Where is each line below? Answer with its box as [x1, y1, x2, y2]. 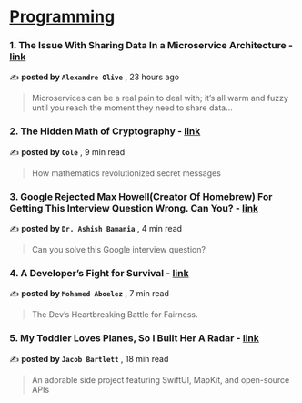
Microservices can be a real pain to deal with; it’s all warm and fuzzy [31, 93, 289, 104]
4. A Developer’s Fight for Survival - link [9, 267, 189, 279]
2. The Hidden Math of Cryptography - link [9, 125, 201, 138]
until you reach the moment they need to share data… [31, 102, 234, 113]
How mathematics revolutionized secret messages [31, 167, 221, 179]
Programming [9, 6, 116, 27]
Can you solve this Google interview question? [31, 244, 206, 255]
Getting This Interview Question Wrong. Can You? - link [9, 201, 259, 214]
